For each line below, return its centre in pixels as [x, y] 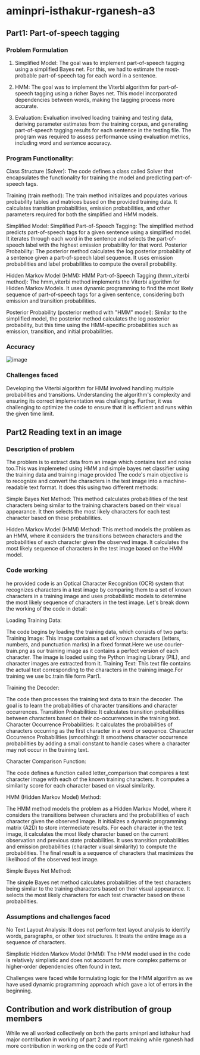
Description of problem [40, 449]
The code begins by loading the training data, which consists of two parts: [97, 631]
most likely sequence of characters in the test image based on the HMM [95, 549]
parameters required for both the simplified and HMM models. [82, 214]
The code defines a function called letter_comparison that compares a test [98, 773]
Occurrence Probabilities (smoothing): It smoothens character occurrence [97, 737]
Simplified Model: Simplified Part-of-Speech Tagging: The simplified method [100, 226]
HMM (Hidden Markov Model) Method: [54, 797]
